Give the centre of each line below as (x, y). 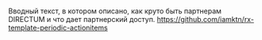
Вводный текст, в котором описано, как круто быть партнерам (115, 11)
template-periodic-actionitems (58, 28)
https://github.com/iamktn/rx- (205, 20)
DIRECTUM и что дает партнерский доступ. (82, 20)
